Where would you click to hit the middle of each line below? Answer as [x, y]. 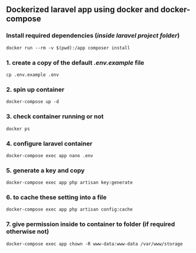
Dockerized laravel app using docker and [82, 10]
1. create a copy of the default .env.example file [75, 62]
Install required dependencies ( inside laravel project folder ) [93, 36]
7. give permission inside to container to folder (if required [91, 224]
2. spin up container [35, 89]
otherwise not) [28, 232]
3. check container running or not [55, 116]
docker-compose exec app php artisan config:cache [69, 209]
